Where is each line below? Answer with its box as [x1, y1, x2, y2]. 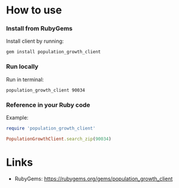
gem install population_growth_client [6, 49, 101, 55]
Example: [6, 114, 29, 121]
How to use [6, 4, 62, 17]
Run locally [6, 63, 39, 71]
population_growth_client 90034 [6, 87, 85, 93]
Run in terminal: [6, 76, 44, 83]
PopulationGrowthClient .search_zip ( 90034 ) [6, 136, 112, 142]
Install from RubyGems [6, 25, 73, 33]
